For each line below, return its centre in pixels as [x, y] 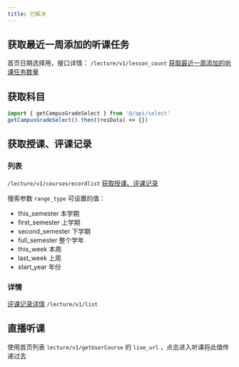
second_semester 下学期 [54, 231]
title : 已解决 [27, 14]
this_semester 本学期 [49, 213]
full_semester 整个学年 [51, 240]
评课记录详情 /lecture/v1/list [53, 304]
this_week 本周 [40, 249]
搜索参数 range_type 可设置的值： [56, 198]
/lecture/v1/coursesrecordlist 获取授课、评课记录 [83, 183]
